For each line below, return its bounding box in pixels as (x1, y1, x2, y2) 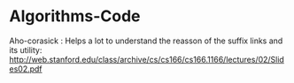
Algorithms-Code (9, 6, 141, 26)
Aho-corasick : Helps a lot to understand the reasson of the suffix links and (9, 35, 283, 46)
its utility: (9, 44, 43, 55)
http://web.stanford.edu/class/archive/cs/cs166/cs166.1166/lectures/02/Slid (9, 54, 285, 64)
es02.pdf (9, 64, 43, 74)
